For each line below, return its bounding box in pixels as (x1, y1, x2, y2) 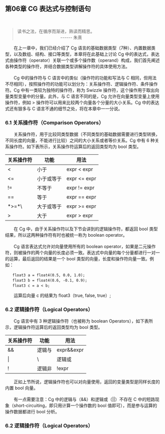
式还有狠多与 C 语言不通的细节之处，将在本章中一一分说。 (5, 106, 123, 111)
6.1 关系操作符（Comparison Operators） (5, 119, 104, 126)
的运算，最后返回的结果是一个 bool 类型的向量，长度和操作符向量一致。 (5, 256, 150, 262)
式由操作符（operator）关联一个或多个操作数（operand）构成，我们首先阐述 (5, 57, 160, 63)
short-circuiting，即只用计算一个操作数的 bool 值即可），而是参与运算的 (13, 402, 157, 408)
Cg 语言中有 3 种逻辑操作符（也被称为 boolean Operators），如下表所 (13, 318, 153, 324)
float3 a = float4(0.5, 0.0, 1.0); (12, 273, 85, 278)
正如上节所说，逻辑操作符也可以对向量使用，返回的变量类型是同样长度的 (13, 379, 160, 385)
